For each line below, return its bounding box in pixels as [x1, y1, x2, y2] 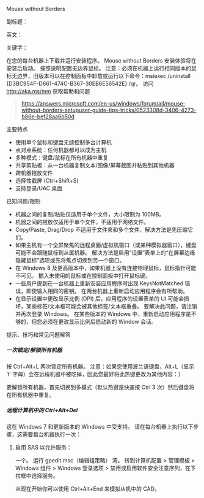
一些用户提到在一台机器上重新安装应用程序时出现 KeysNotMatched [15, 280, 184, 287]
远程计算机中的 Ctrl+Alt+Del [6, 406, 78, 413]
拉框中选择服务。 [15, 472, 59, 479]
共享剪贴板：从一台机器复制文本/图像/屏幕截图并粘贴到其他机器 [15, 162, 175, 169]
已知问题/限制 [6, 197, 41, 205]
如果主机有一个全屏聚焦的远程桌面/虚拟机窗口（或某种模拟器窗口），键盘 [15, 242, 197, 248]
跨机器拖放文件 [15, 169, 53, 177]
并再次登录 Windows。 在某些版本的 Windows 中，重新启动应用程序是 [15, 310, 191, 318]
